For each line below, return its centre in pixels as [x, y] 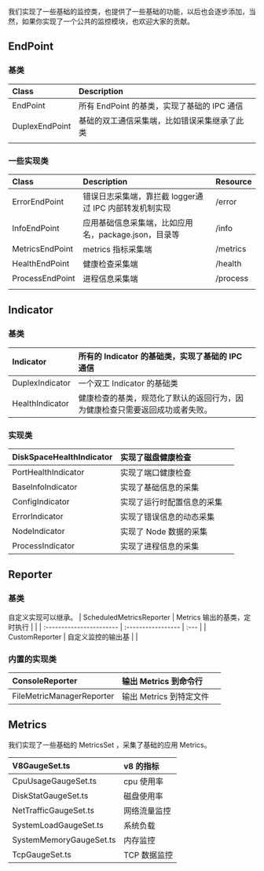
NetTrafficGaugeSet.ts [53, 810]
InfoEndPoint [36, 228]
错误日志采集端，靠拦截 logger [139, 196]
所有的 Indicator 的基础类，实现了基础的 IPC [160, 356]
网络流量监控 [147, 811]
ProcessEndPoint [44, 278]
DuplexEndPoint [42, 126]
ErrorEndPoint [38, 201]
